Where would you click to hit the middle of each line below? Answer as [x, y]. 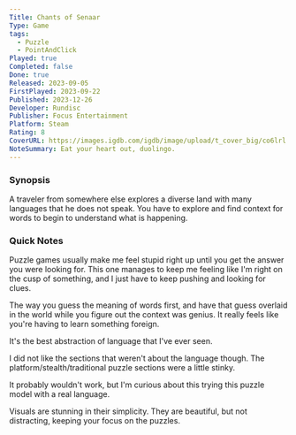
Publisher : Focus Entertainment [68, 116]
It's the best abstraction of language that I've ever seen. [111, 341]
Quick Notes [36, 240]
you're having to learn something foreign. [84, 324]
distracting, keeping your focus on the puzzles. [95, 421]
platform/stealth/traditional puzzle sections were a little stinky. [122, 368]
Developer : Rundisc [45, 108]
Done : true [29, 75]
